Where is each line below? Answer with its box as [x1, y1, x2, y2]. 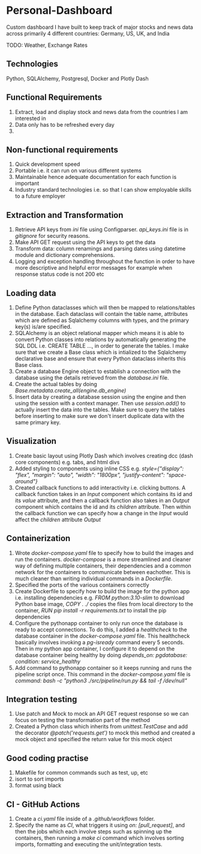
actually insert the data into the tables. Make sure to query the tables [14, 406, 185, 413]
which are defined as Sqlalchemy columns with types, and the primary [14, 316, 189, 324]
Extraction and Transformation [6, 210, 124, 220]
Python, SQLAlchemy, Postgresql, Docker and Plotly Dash [6, 74, 149, 82]
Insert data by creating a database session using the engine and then [14, 393, 186, 400]
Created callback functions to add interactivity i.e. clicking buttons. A [14, 484, 186, 491]
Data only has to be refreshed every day [14, 121, 115, 128]
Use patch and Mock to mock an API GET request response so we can [14, 710, 189, 718]
